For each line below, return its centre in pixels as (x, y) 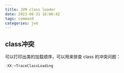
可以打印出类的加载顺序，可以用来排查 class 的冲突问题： (63, 57)
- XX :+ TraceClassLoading (29, 66)
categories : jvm (21, 23)
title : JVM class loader (30, 9)
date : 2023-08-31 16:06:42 (32, 14)
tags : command (20, 18)
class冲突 (20, 44)
